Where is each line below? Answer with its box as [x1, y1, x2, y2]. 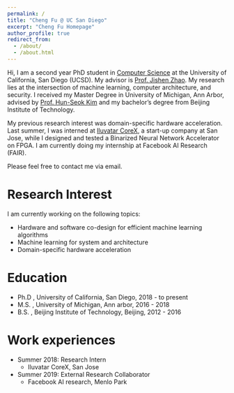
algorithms [17, 230, 49, 239]
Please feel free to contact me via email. [7, 162, 123, 170]
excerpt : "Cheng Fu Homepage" [7, 23, 95, 30]
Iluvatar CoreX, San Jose [27, 362, 100, 371]
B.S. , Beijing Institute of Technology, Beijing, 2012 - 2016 [17, 308, 182, 316]
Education [7, 270, 68, 286]
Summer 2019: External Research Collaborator [17, 370, 150, 378]
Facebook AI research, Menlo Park [27, 378, 127, 386]
